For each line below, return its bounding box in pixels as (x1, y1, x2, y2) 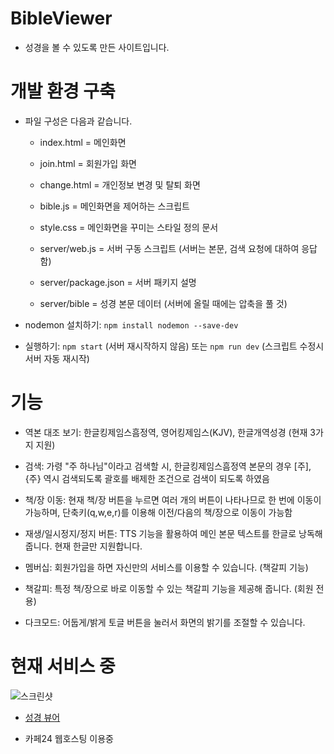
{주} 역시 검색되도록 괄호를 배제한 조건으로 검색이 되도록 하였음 (24, 472, 270, 484)
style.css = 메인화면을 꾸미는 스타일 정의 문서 (39, 221, 219, 233)
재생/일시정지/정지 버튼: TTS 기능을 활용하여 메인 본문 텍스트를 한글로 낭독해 (24, 527, 323, 539)
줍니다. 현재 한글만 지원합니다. (24, 540, 143, 552)
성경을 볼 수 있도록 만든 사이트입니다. (24, 41, 170, 53)
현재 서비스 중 (10, 655, 116, 677)
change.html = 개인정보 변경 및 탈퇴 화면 (39, 178, 201, 191)
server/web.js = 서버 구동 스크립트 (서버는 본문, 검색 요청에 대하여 (39, 242, 300, 254)
